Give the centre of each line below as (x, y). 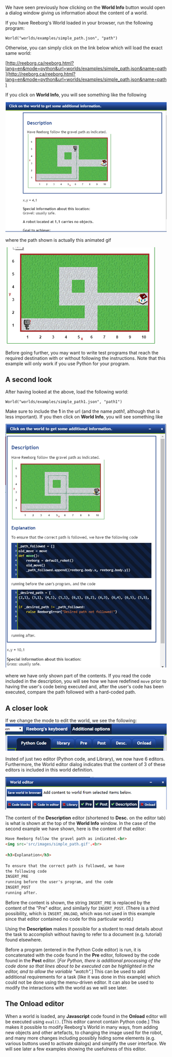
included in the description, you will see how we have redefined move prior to (86, 681)
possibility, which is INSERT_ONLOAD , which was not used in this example (80, 913)
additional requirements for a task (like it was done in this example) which (83, 977)
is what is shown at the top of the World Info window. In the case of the (81, 823)
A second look (29, 379)
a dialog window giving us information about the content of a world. (77, 13)
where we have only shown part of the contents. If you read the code (78, 676)
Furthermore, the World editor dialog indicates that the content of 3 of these (85, 765)
